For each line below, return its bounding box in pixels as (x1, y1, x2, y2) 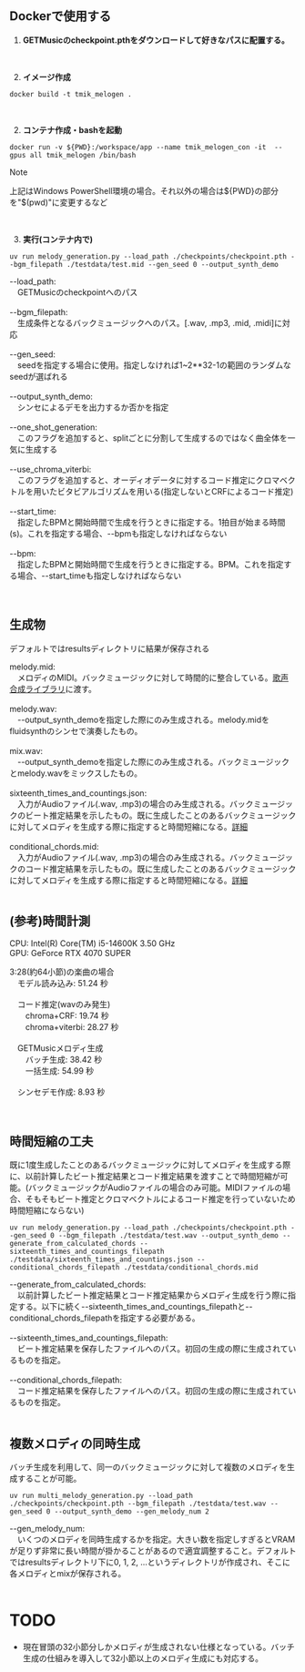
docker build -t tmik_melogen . (9, 89, 132, 98)
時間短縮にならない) (9, 1205, 85, 1216)
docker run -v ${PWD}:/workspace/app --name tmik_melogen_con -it (9, 142, 267, 152)
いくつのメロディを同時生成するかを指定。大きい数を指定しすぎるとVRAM (17, 1534, 296, 1545)
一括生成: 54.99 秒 (25, 1065, 95, 1076)
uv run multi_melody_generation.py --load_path (9, 1492, 194, 1501)
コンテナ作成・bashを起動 (22, 124, 123, 135)
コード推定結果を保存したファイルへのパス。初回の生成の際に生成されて (17, 1385, 289, 1396)
